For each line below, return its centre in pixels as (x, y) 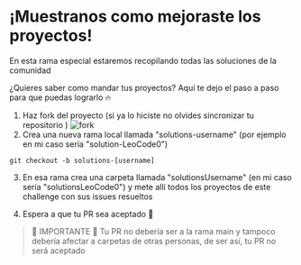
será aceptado (58, 251)
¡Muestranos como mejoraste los (135, 17)
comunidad (30, 70)
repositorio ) (45, 124)
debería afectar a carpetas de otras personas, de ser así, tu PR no (154, 241)
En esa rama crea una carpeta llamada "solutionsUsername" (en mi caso (157, 177)
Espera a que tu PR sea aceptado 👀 (88, 214)
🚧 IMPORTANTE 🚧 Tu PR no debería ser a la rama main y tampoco (153, 231)
